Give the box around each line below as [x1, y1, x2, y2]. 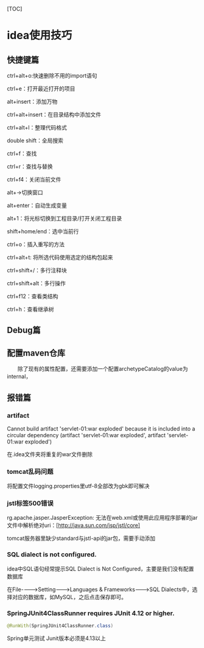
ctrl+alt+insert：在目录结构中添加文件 [7, 111, 102, 118]
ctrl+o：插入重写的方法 [7, 241, 65, 248]
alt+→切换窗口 [7, 189, 43, 196]
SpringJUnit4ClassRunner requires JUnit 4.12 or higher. [7, 609, 175, 617]
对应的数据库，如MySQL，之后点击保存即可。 [12, 593, 127, 600]
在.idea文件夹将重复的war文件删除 [7, 450, 93, 457]
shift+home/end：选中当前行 [7, 228, 79, 235]
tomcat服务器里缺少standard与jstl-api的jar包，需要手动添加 [7, 534, 156, 542]
